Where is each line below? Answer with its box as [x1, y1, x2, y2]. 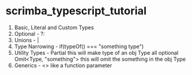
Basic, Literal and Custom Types [14, 24, 94, 31]
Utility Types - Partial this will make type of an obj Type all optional [14, 49, 179, 56]
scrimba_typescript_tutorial [5, 4, 147, 18]
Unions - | [14, 36, 39, 43]
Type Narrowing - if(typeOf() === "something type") [14, 43, 144, 50]
